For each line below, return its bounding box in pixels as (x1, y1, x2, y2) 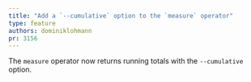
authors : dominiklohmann (8, 27, 92, 35)
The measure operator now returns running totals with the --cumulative (8, 56, 244, 66)
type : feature (8, 19, 57, 27)
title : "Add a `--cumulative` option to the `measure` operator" (8, 11, 233, 20)
